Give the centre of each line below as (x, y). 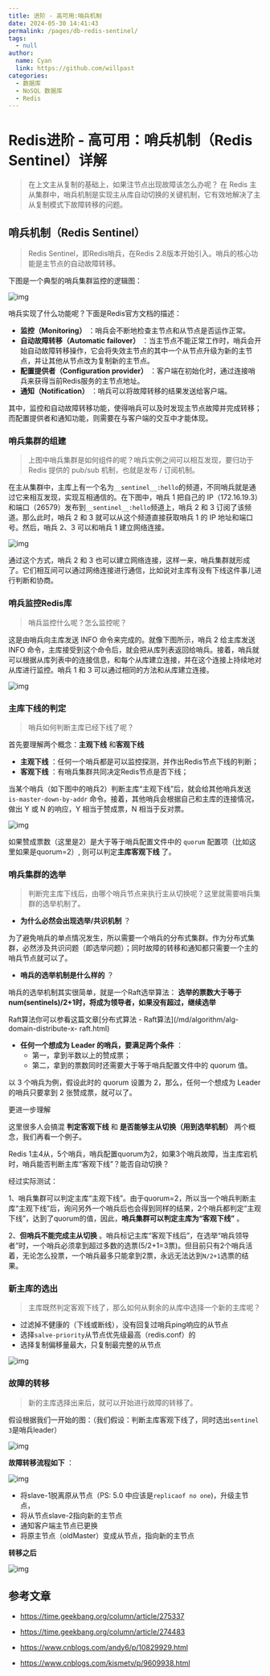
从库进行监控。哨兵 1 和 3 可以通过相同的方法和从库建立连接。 (111, 670)
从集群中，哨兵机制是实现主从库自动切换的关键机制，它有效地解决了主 (144, 195)
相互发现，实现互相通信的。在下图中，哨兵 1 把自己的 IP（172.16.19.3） (144, 497)
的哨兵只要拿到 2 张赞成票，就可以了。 (72, 1093)
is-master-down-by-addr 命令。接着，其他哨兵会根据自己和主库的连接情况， (133, 799)
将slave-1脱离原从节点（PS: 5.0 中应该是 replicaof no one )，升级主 (131, 1495)
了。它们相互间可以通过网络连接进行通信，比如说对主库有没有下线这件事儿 (131, 570)
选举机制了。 (63, 904)
